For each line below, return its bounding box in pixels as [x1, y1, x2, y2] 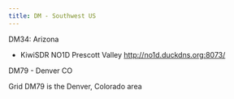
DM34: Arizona [8, 34, 59, 44]
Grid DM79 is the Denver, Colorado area [8, 81, 142, 91]
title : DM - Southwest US [8, 11, 96, 20]
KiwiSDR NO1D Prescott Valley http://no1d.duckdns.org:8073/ [19, 49, 226, 59]
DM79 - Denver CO [8, 66, 73, 75]
